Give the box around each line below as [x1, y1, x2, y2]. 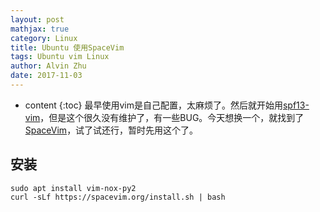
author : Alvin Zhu [10, 61, 87, 71]
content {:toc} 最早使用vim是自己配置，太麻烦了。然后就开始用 [24, 99, 283, 111]
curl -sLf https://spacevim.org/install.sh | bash [10, 192, 226, 202]
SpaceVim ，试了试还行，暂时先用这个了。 [24, 124, 199, 136]
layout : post [10, 14, 65, 25]
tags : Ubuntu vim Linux [10, 52, 110, 62]
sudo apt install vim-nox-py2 [10, 183, 137, 193]
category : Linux [10, 33, 78, 43]
